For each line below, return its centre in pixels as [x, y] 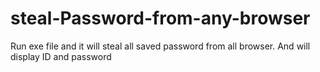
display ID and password [61, 56]
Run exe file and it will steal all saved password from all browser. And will [160, 46]
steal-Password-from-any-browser [160, 18]
